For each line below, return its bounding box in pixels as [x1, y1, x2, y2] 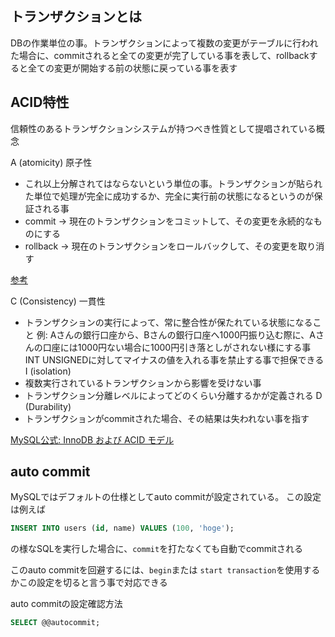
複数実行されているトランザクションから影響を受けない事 [24, 377, 262, 389]
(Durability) [24, 400, 72, 412]
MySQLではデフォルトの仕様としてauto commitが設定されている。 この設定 [10, 491, 322, 503]
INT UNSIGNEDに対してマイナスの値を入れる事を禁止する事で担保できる [24, 353, 325, 366]
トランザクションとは [10, 8, 142, 26]
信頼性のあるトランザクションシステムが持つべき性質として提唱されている [10, 122, 317, 134]
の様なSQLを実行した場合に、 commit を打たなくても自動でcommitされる [10, 543, 303, 555]
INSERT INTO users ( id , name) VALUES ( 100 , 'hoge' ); [10, 523, 235, 534]
